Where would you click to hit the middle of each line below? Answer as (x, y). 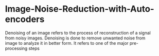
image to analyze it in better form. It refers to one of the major (67, 43)
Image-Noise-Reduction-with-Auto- (80, 9)
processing (16, 48)
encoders (25, 19)
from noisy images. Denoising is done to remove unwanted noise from (75, 38)
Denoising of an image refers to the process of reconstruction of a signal (78, 33)
